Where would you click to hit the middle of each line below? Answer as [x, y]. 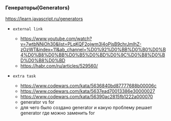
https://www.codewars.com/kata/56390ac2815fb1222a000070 [87, 97]
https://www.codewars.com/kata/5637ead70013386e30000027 [88, 91]
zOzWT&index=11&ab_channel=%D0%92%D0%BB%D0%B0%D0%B [93, 50]
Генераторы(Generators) [38, 8]
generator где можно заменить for [58, 113]
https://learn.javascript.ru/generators [44, 19]
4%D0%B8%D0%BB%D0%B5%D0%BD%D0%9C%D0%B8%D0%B [93, 55]
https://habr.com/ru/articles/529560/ [59, 66]
